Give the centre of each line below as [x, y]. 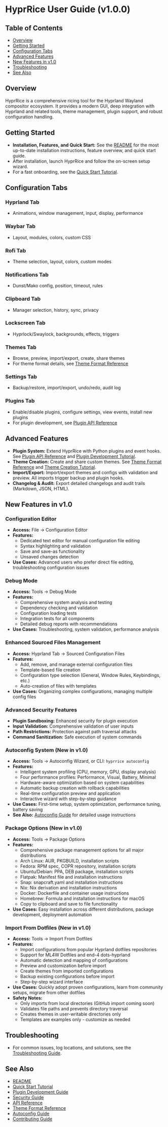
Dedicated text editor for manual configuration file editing [80, 541]
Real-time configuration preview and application [70, 794]
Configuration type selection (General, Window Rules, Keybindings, [90, 675]
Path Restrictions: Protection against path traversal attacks [74, 732]
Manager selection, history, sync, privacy [55, 310]
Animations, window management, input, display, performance [78, 213]
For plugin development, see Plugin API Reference [65, 423]
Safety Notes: [27, 998]
